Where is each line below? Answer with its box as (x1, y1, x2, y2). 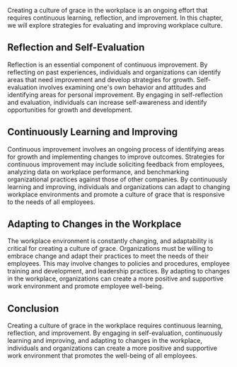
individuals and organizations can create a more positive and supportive (7, 344, 218, 353)
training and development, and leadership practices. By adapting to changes (7, 267, 230, 276)
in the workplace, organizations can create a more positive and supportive (7, 274, 224, 283)
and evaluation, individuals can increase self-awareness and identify (7, 98, 207, 106)
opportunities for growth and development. (7, 106, 133, 114)
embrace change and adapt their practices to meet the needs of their (7, 252, 209, 261)
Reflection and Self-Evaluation (7, 42, 145, 54)
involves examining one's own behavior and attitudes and (38, 83, 207, 91)
